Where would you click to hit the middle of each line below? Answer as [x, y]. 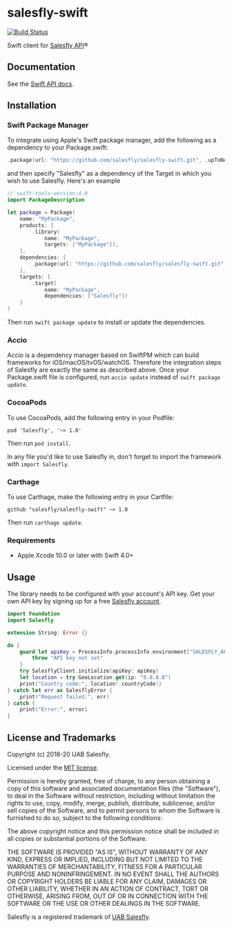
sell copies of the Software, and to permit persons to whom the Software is [114, 810]
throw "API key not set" [68, 658]
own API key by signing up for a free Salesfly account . [84, 601]
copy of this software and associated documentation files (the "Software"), [114, 788]
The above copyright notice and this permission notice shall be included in [113, 831]
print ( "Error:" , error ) [54, 710]
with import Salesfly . [38, 464]
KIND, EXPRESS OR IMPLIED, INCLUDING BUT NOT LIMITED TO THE [105, 859]
